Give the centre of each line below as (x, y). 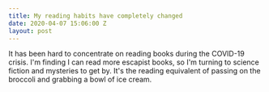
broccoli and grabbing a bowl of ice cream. (80, 79)
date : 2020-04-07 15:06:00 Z (58, 23)
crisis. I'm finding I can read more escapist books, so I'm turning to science (134, 62)
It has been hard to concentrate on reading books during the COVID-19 (126, 54)
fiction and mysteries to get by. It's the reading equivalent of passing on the (134, 71)
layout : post (30, 31)
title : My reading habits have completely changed (96, 16)
